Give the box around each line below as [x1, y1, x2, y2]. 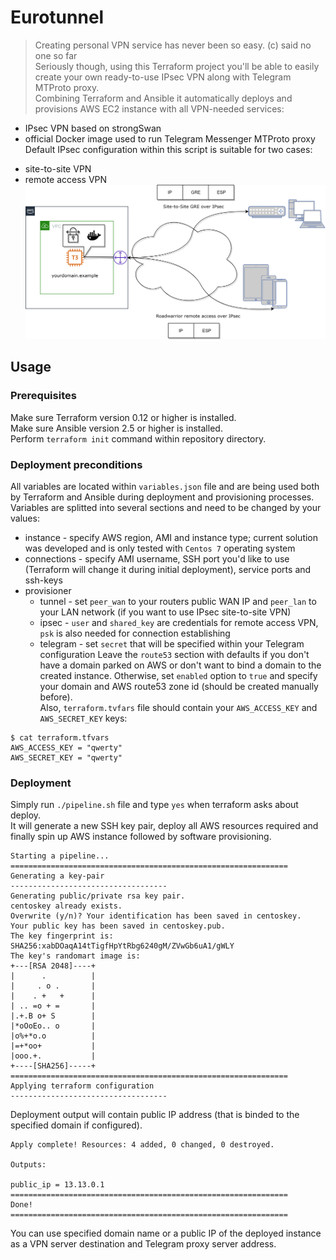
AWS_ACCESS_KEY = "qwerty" [10, 743, 123, 753]
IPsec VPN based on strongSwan [24, 122, 162, 134]
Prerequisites [10, 389, 77, 403]
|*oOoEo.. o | [10, 1021, 97, 1031]
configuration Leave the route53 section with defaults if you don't [39, 649, 310, 661]
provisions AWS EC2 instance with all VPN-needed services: [34, 102, 285, 115]
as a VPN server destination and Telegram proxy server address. [10, 1238, 277, 1250]
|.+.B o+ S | [10, 1011, 97, 1021]
